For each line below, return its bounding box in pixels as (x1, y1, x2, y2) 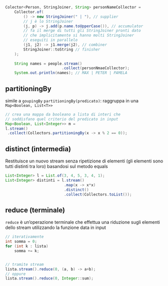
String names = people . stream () (14, 61, 82, 66)
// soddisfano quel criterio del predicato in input (5, 117, 119, 122)
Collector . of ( (14, 9, 44, 15)
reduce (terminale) (5, 206, 66, 214)
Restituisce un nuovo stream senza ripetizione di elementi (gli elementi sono (5, 158, 163, 164)
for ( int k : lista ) (5, 244, 49, 249)
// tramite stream (5, 262, 44, 267)
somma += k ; (14, 248, 39, 253)
